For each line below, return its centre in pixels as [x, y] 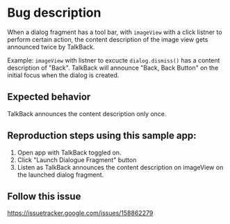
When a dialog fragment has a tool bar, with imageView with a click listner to [115, 32]
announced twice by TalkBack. [51, 47]
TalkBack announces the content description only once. [87, 113]
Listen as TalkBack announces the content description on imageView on [120, 167]
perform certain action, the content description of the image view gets [108, 39]
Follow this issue [44, 196]
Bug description [54, 13]
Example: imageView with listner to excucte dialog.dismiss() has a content [114, 60]
